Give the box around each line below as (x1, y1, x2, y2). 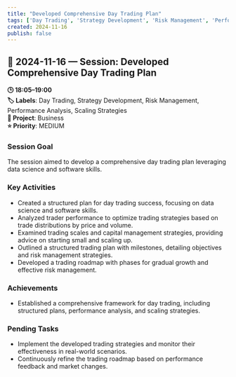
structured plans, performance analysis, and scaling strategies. (17, 306, 201, 315)
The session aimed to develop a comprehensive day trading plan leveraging (7, 158, 227, 166)
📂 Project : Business (7, 114, 65, 123)
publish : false (7, 29, 52, 37)
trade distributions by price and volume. (17, 221, 133, 229)
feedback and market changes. (17, 362, 108, 371)
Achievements (7, 283, 58, 293)
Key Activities (7, 183, 56, 193)
